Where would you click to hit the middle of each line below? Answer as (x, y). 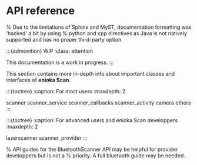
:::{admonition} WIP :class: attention (49, 50)
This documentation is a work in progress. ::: (60, 62)
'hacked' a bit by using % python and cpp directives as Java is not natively (96, 33)
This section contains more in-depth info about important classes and (91, 73)
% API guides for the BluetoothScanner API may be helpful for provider (92, 149)
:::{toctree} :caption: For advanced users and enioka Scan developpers (92, 120)
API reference (41, 11)
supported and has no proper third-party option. (65, 39)
